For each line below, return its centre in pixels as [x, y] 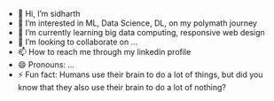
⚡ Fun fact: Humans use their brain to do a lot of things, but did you [140, 74]
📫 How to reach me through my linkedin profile [104, 52]
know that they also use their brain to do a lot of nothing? [121, 87]
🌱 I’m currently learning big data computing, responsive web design [141, 32]
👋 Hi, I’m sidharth [49, 14]
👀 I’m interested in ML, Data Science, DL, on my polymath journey [137, 23]
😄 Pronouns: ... [46, 65]
